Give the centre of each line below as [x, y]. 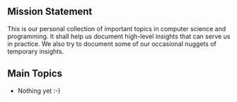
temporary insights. [36, 51]
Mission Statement [50, 12]
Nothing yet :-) [39, 91]
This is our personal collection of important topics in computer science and [117, 28]
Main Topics [35, 74]
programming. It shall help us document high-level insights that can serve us [119, 36]
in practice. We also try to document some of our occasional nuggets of [112, 44]
